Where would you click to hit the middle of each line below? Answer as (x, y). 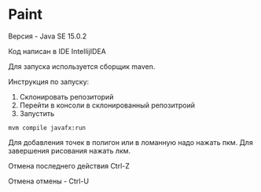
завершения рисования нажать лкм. (70, 150)
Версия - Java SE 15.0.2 (48, 36)
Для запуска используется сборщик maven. (82, 66)
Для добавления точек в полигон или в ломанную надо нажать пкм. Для (130, 142)
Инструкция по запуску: (49, 82)
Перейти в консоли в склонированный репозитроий (107, 105)
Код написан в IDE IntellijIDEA (57, 51)
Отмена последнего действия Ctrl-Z (69, 165)
